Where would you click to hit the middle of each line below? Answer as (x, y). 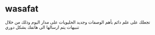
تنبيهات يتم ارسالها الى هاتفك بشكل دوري (42, 27)
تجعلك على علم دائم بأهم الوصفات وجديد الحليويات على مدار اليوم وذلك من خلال (77, 22)
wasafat (22, 9)
